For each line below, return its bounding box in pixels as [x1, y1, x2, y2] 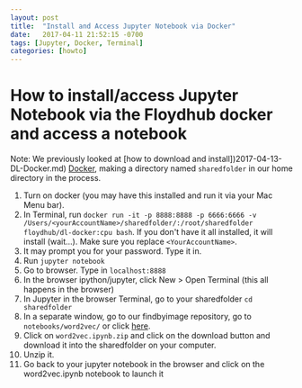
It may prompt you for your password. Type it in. [22, 246, 202, 257]
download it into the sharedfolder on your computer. [22, 339, 217, 351]
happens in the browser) [22, 284, 115, 295]
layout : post [10, 13, 59, 23]
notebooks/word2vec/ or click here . [22, 320, 151, 331]
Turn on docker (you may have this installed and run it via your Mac [22, 190, 273, 201]
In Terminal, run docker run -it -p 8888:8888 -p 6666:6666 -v [22, 209, 257, 221]
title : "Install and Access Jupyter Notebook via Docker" [10, 22, 236, 31]
